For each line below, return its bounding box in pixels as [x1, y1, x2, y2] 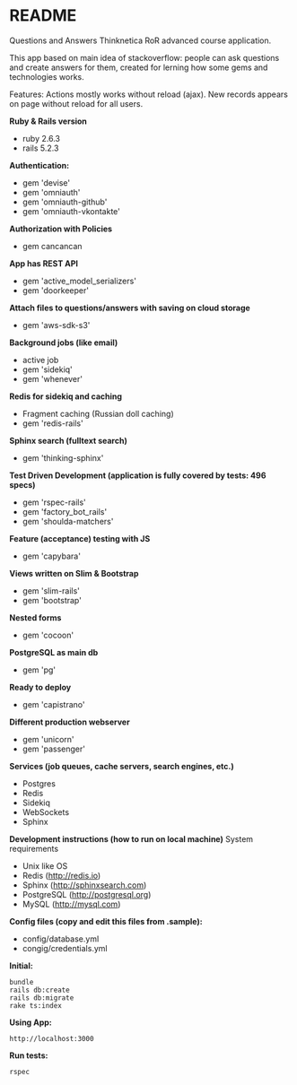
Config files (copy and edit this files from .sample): [9, 916, 204, 926]
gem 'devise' [22, 177, 71, 188]
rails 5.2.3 [22, 143, 59, 153]
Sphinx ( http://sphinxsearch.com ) [22, 880, 147, 890]
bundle [9, 977, 34, 986]
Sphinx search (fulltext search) [9, 435, 127, 446]
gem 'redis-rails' [22, 418, 83, 429]
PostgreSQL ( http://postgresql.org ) [22, 889, 152, 899]
